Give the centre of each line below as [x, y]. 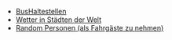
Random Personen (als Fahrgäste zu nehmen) [90, 28]
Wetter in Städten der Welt [59, 20]
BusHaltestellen [41, 11]
